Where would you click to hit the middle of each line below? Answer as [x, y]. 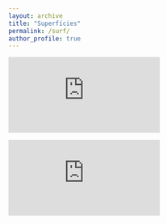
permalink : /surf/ [39, 31]
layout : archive [35, 16]
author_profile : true [45, 38]
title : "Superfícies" [45, 23]
